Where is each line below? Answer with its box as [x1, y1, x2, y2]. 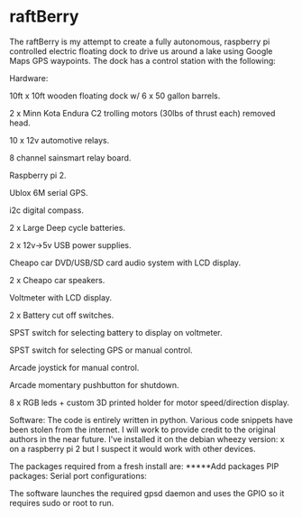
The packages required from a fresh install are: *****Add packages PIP [9, 460, 279, 471]
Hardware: [9, 72, 49, 83]
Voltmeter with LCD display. [9, 291, 113, 303]
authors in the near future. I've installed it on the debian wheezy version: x [9, 433, 286, 444]
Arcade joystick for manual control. [9, 362, 140, 373]
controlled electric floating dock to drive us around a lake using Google [9, 45, 273, 56]
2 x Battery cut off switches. [9, 309, 114, 320]
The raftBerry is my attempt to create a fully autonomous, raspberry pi [9, 36, 270, 47]
